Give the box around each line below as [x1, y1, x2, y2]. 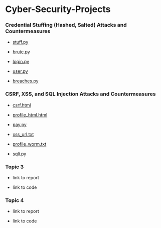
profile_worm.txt [12, 141, 47, 147]
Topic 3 [5, 163, 24, 170]
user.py [12, 68, 29, 74]
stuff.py [12, 39, 29, 45]
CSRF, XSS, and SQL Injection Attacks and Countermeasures [5, 90, 156, 97]
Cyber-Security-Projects [5, 4, 111, 15]
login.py [12, 59, 30, 65]
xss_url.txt [12, 131, 34, 137]
